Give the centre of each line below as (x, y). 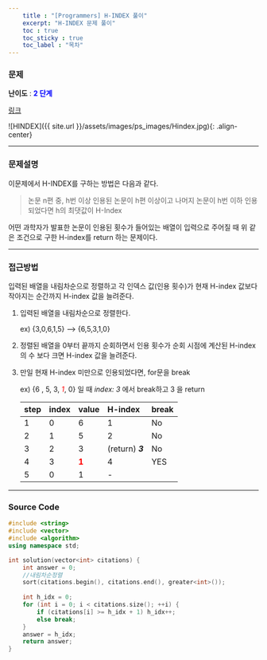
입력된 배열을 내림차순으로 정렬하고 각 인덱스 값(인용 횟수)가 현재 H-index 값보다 (133, 286)
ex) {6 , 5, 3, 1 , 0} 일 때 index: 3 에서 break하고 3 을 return (112, 389)
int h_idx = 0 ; (48, 597)
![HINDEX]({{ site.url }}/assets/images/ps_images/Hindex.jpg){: (112, 126)
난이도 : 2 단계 (31, 93)
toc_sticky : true (53, 38)
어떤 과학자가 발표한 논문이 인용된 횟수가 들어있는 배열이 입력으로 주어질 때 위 (128, 227)
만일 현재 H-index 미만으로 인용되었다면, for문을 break (105, 372)
